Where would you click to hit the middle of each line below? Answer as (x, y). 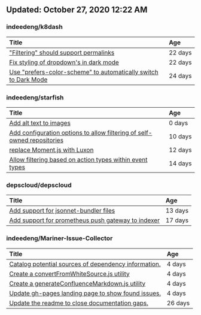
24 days (180, 75)
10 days (180, 136)
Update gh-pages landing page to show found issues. (85, 293)
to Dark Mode (28, 79)
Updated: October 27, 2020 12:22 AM (77, 10)
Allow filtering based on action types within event (78, 159)
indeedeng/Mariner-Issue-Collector (60, 238)
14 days (180, 163)
